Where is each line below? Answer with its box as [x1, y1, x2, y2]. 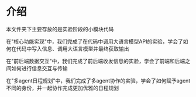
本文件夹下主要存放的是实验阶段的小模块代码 [6, 26, 114, 33]
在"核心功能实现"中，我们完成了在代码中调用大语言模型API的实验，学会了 [6, 38, 183, 45]
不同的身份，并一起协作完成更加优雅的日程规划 [6, 84, 119, 91]
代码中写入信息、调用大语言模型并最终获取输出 [16, 45, 129, 52]
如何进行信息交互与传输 [11, 64, 68, 71]
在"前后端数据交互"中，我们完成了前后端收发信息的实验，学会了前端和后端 [6, 58, 185, 64]
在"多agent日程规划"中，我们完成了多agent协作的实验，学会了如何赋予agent [6, 77, 191, 84]
